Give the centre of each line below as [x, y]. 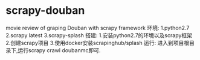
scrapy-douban [45, 10]
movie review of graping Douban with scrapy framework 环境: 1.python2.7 [98, 28]
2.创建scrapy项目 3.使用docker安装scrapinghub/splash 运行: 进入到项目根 [98, 43]
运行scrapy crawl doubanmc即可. [59, 50]
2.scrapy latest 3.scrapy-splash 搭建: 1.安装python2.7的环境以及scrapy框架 [99, 35]
